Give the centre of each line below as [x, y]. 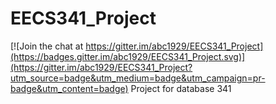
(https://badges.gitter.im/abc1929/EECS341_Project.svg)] [128, 56]
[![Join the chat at [47, 46]
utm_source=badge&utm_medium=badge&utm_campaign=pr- [138, 78]
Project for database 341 [181, 88]
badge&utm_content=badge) [69, 88]
